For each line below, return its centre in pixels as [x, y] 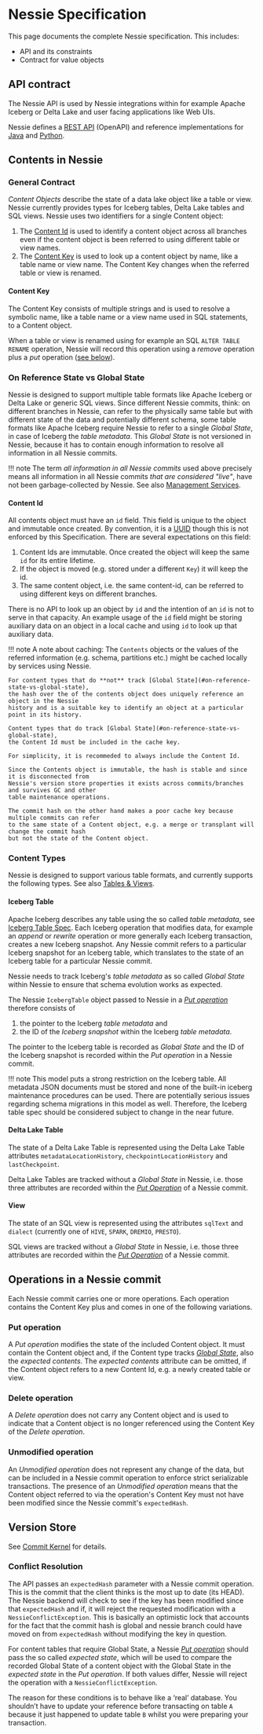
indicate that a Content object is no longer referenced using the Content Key [131, 1424]
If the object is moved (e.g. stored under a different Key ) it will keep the [134, 569]
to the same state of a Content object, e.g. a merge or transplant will [131, 825]
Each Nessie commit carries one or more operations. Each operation [119, 1298]
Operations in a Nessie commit [85, 1280]
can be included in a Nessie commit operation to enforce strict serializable [128, 1477]
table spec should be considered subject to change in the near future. [121, 1112]
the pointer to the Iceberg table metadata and [93, 1023]
